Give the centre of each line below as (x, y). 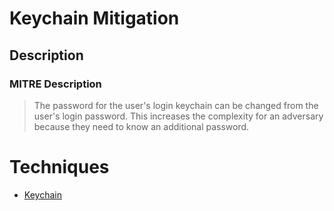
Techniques (59, 167)
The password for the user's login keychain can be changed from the (176, 105)
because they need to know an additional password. (141, 126)
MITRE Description (55, 84)
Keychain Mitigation (94, 18)
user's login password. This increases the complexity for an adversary (178, 116)
